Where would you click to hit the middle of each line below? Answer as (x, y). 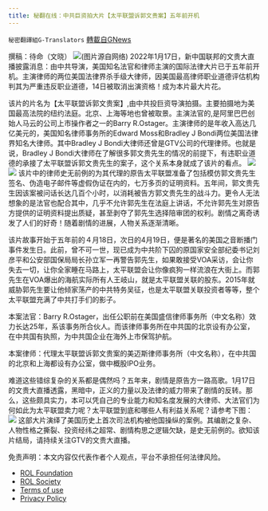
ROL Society (40, 481)
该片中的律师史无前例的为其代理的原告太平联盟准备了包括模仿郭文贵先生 (137, 173)
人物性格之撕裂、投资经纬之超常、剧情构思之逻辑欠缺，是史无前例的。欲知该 (134, 430)
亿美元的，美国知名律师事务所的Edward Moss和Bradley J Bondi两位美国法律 (134, 133)
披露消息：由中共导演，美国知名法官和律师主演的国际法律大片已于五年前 (134, 66)
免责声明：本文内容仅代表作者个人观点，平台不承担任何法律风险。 (116, 457)
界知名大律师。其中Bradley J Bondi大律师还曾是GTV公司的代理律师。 (122, 143)
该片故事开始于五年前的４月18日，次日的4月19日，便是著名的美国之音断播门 (133, 239)
